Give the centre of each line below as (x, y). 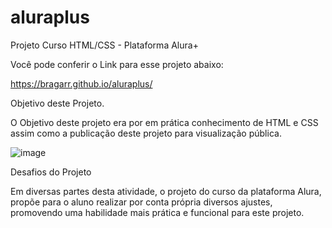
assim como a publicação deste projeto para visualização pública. (146, 133)
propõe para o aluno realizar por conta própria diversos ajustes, (141, 202)
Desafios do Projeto (51, 172)
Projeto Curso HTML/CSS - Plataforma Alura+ (104, 45)
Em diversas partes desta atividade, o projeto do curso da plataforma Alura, (166, 191)
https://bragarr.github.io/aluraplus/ (81, 83)
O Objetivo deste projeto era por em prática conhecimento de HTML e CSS (164, 122)
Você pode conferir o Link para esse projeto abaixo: (117, 64)
